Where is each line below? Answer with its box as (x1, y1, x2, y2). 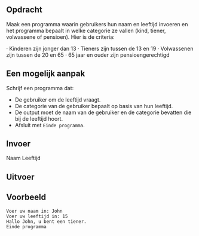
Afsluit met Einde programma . (14, 121, 85, 128)
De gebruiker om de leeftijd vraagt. (14, 96, 101, 103)
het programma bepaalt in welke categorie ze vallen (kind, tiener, (6, 27, 166, 34)
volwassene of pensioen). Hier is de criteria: (6, 33, 115, 41)
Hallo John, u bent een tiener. (6, 218, 87, 225)
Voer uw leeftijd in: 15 (6, 213, 68, 219)
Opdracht (6, 5, 43, 15)
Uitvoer (6, 171, 35, 182)
